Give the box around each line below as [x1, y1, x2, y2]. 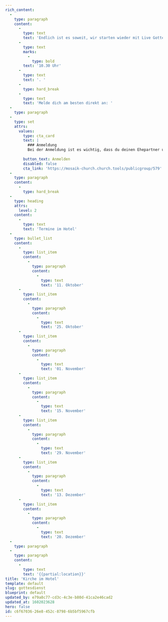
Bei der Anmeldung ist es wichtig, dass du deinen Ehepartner [27, 147, 160, 152]
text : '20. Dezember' [40, 534, 86, 539]
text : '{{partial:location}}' [23, 571, 86, 577]
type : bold [31, 59, 55, 64]
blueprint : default [5, 590, 46, 595]
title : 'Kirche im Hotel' [5, 576, 59, 581]
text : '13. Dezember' [40, 492, 86, 497]
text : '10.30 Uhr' [23, 63, 61, 68]
